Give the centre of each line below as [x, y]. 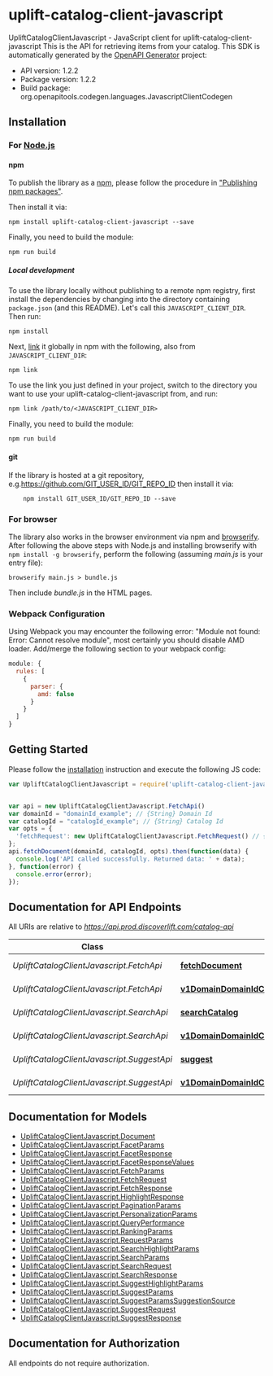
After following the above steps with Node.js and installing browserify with [133, 545]
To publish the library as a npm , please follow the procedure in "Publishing [133, 183]
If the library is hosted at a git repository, [76, 475]
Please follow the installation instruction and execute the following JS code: [135, 769]
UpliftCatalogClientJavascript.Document [88, 1137]
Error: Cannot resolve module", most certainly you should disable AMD [127, 640]
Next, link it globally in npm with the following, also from [102, 347]
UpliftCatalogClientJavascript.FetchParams [92, 1171]
